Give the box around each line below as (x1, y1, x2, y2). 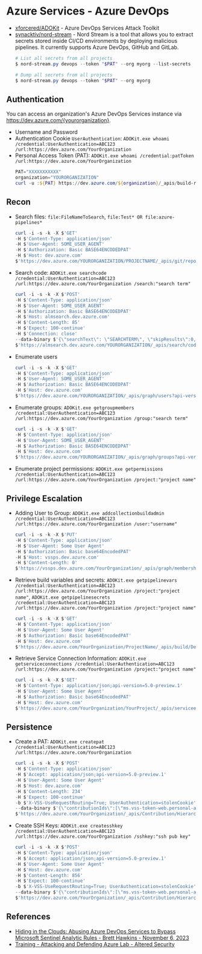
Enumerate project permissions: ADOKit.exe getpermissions (14, 465, 163, 473)
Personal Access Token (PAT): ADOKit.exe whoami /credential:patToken (14, 152, 194, 159)
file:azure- (145, 214, 175, 220)
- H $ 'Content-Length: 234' (14, 788, 83, 794)
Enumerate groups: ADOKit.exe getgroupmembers (14, 404, 134, 411)
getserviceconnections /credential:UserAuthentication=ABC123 (14, 661, 175, 667)
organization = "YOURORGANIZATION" (14, 174, 99, 181)
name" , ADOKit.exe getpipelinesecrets (14, 593, 110, 600)
